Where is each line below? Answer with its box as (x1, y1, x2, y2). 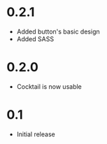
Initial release (16, 130, 55, 138)
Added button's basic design (16, 27, 100, 36)
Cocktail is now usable (16, 82, 82, 91)
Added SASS (16, 34, 54, 43)
